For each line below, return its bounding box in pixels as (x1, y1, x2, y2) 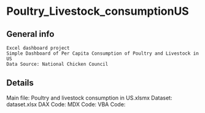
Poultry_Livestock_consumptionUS (6, 4, 189, 18)
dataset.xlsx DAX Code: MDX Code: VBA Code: (6, 100, 126, 108)
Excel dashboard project (6, 45, 70, 51)
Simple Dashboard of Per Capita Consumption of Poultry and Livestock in (6, 50, 199, 56)
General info (6, 29, 55, 39)
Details (6, 78, 34, 88)
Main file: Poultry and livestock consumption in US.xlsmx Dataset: (6, 94, 172, 101)
